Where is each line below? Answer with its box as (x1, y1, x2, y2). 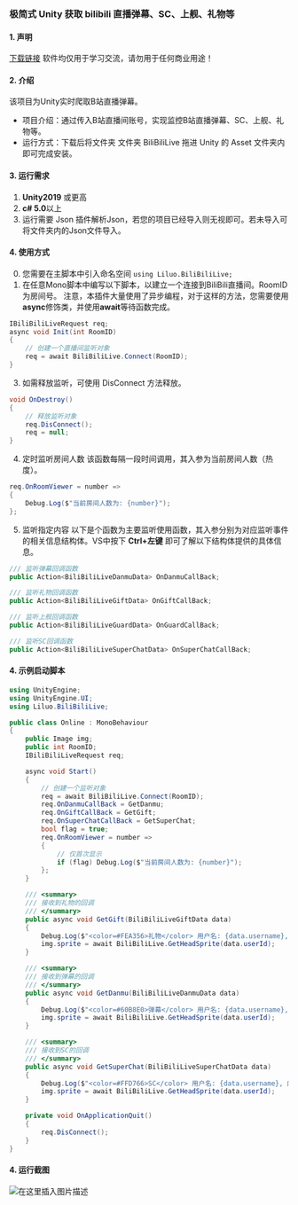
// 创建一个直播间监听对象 (25, 344, 110, 353)
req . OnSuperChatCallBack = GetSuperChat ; (41, 817, 197, 826)
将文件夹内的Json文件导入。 (21, 224, 126, 236)
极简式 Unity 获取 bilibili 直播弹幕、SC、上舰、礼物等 (9, 7, 235, 20)
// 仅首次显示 (56, 849, 102, 858)
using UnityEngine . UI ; (9, 693, 93, 702)
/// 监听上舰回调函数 (9, 613, 78, 622)
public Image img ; (25, 734, 93, 744)
